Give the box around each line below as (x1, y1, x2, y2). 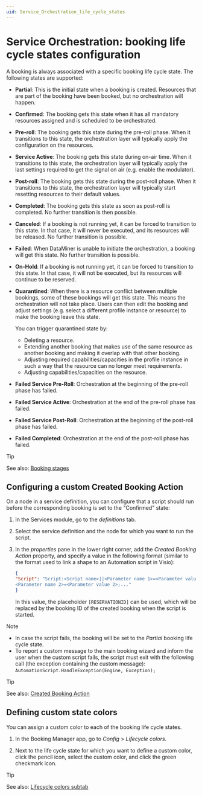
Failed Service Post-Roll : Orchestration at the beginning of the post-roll (14, 416, 194, 423)
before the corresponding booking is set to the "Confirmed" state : (6, 504, 170, 512)
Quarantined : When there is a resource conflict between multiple (14, 287, 177, 295)
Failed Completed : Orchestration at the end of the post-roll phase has (14, 434, 189, 441)
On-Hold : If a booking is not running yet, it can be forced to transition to (14, 263, 194, 270)
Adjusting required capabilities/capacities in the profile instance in (24, 356, 189, 363)
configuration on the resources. (14, 141, 94, 149)
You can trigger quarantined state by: (14, 324, 108, 332)
